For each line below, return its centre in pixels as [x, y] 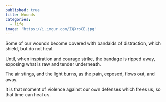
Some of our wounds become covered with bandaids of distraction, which [83, 43]
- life [17, 24]
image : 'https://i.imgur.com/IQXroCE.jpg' [51, 29]
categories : [18, 19]
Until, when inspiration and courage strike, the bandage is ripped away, [80, 59]
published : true [22, 10]
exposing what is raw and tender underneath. [53, 64]
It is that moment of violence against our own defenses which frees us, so [83, 89]
